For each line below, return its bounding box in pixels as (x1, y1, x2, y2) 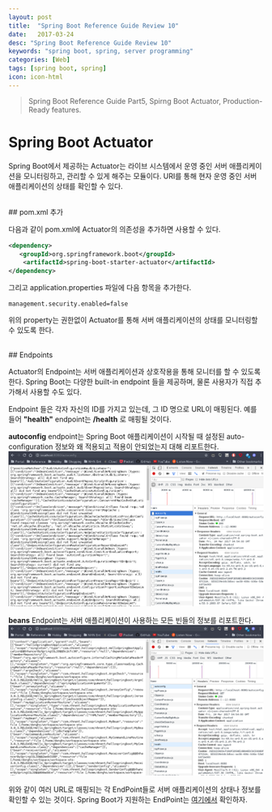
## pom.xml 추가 (8, 207, 63, 216)
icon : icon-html (8, 73, 63, 81)
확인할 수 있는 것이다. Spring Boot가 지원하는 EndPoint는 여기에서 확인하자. (8, 794, 249, 804)
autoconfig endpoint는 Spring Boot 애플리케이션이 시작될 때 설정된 (8, 432, 225, 442)
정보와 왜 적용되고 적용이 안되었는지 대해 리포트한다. (54, 442, 219, 451)
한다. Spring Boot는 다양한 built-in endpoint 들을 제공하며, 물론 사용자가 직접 (8, 377, 253, 387)
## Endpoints (8, 350, 53, 360)
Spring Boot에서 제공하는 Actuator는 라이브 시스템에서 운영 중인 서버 (8, 160, 228, 170)
